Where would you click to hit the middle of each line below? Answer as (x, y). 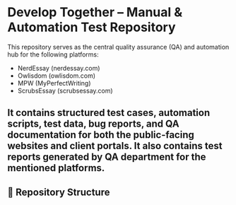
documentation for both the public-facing (101, 135)
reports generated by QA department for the (107, 157)
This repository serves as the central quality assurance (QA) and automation (118, 47)
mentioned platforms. (56, 168)
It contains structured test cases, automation (109, 113)
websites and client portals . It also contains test (115, 146)
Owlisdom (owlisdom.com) (57, 76)
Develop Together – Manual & (95, 12)
